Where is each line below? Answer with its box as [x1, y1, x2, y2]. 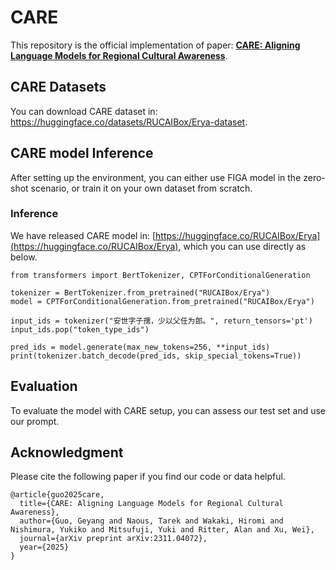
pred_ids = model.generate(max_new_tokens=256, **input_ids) [10, 342, 271, 352]
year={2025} [19, 542, 70, 553]
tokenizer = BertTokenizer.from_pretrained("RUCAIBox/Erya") [10, 287, 271, 298]
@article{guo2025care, [10, 490, 105, 500]
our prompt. [10, 415, 60, 427]
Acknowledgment [10, 444, 124, 461]
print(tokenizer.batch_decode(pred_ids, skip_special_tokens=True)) [10, 351, 302, 361]
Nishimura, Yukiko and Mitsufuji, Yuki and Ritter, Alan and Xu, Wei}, [10, 525, 315, 535]
